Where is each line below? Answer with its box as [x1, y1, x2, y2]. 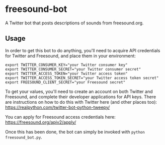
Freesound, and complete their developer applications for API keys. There [5, 93, 157, 100]
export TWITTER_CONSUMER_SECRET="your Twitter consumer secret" [5, 67, 141, 72]
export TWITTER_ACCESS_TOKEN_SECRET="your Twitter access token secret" [5, 75, 159, 80]
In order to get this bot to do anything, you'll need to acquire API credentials [5, 47, 161, 53]
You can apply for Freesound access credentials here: [5, 114, 116, 120]
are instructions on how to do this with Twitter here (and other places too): [5, 99, 158, 105]
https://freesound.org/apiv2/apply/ [5, 119, 76, 125]
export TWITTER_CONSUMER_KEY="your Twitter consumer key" [5, 62, 128, 68]
